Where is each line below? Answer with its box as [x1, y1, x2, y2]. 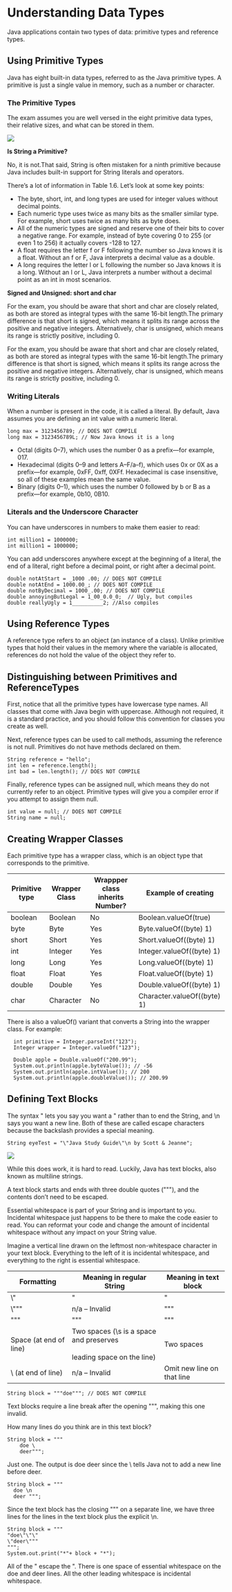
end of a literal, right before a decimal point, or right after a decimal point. [7, 561, 216, 570]
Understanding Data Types [7, 5, 164, 21]
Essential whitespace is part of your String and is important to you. [7, 1206, 197, 1214]
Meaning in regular [82, 1272, 147, 1282]
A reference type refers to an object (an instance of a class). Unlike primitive [7, 637, 224, 645]
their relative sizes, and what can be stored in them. [7, 121, 155, 129]
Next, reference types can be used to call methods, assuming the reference [7, 735, 222, 744]
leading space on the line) [71, 1352, 157, 1361]
